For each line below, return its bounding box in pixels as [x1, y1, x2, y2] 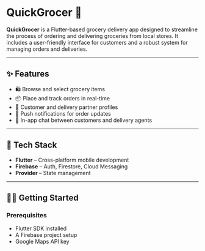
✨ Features [6, 69, 49, 79]
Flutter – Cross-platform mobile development [15, 156, 129, 163]
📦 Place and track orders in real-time [15, 94, 110, 102]
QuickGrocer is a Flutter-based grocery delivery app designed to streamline [6, 26, 198, 33]
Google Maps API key [15, 238, 70, 245]
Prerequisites [6, 211, 47, 219]
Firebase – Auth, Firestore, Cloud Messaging [15, 162, 128, 170]
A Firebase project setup [15, 231, 77, 239]
